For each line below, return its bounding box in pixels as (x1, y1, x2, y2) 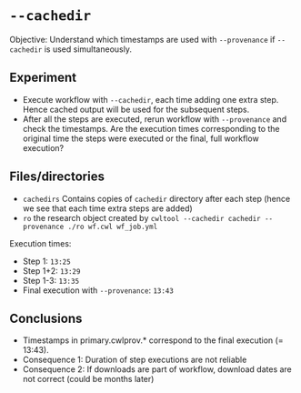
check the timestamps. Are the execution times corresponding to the (22, 123, 280, 134)
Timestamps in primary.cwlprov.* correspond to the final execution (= (22, 335, 284, 346)
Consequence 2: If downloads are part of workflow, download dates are (22, 364, 293, 375)
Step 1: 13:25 (22, 256, 71, 267)
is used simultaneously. (44, 44, 132, 55)
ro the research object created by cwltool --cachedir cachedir (22, 212, 261, 223)
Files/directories (9, 169, 105, 185)
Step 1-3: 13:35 (22, 275, 80, 286)
